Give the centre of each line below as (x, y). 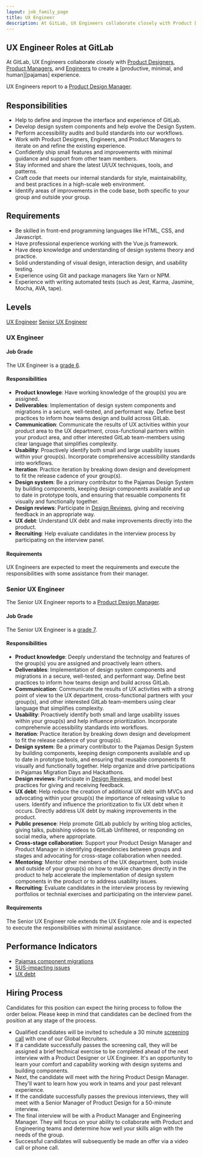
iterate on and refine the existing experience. (70, 146)
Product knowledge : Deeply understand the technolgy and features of (103, 657)
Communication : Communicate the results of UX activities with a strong (104, 689)
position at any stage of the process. (52, 1020)
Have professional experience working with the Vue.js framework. (96, 243)
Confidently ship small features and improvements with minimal (93, 152)
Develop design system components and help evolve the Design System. (105, 126)
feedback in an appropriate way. (55, 514)
